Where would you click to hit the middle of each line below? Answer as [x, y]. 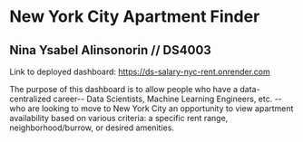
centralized [30, 99]
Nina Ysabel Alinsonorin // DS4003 [110, 50]
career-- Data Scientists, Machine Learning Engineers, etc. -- [168, 99]
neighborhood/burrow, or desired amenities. [92, 128]
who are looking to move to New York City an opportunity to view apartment [151, 109]
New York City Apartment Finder [135, 17]
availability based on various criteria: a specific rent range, [119, 118]
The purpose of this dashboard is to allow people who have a [124, 89]
